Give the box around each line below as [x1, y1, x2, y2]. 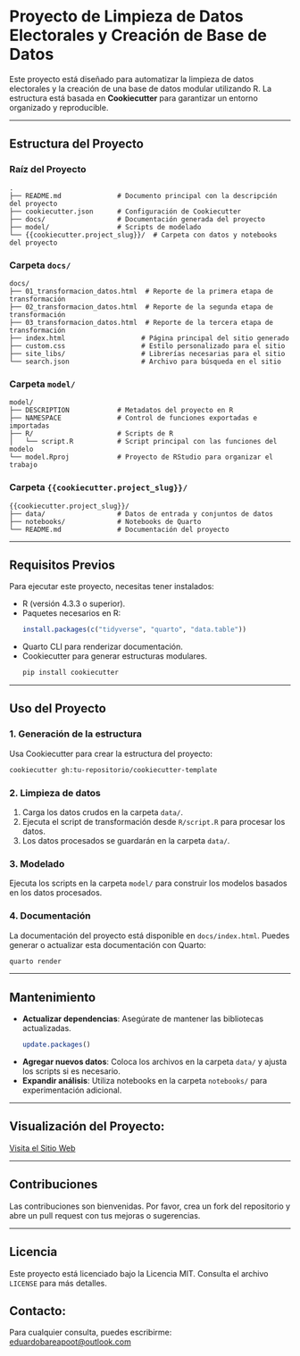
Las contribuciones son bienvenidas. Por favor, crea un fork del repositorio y [9, 1201, 291, 1211]
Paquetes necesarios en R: [21, 608, 121, 619]
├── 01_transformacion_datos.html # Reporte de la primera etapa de [9, 287, 274, 295]
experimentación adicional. [21, 1085, 122, 1095]
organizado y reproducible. [9, 102, 109, 112]
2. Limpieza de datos [9, 786, 101, 799]
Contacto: [9, 1303, 67, 1319]
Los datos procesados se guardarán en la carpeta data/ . [21, 835, 230, 845]
